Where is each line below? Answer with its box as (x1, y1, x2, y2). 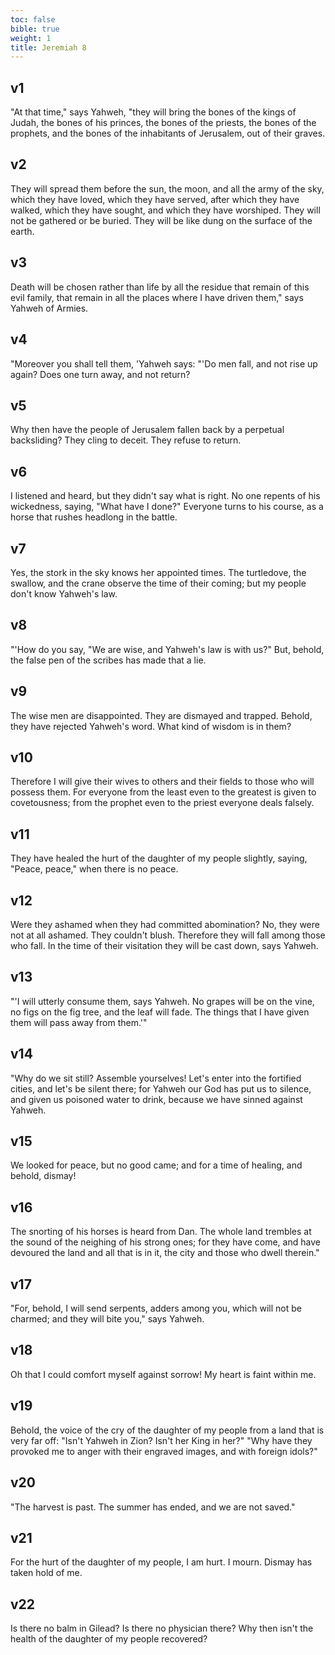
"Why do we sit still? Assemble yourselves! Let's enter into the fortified (10, 1072, 302, 1084)
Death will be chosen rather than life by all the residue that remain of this (10, 281, 310, 293)
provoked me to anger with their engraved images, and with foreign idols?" (10, 1445, 318, 1457)
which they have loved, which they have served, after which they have (10, 193, 300, 205)
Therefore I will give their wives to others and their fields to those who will (10, 776, 315, 788)
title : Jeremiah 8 (10, 42, 87, 53)
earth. (10, 225, 35, 237)
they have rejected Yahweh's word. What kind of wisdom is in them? (10, 720, 292, 732)
